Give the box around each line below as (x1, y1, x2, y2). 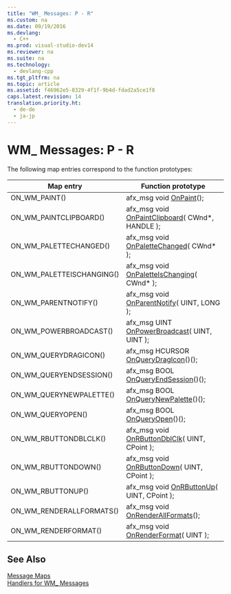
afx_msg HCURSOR (126, 346, 190, 355)
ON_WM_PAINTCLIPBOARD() (10, 213, 105, 222)
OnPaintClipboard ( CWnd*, (126, 213, 214, 222)
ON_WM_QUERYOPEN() (10, 410, 88, 419)
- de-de (13, 106, 36, 113)
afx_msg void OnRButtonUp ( (126, 482, 219, 491)
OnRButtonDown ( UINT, (126, 462, 203, 471)
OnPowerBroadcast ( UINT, (126, 326, 212, 336)
